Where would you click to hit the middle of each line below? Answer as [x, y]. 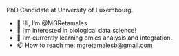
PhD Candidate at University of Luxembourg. [70, 10]
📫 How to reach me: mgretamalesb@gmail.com [84, 45]
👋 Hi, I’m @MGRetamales [52, 23]
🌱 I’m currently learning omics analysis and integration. [94, 38]
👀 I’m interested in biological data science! [76, 30]
